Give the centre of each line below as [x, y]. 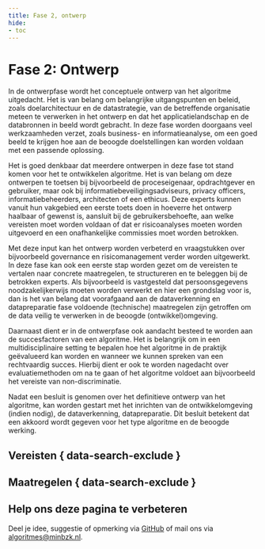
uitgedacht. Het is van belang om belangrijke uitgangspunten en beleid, [125, 100]
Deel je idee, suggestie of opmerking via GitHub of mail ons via [111, 528]
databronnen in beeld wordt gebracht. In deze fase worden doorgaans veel [131, 125]
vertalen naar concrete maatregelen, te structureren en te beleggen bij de [128, 273]
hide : [17, 23]
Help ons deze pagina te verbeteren [98, 509]
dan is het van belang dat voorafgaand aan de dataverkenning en [114, 299]
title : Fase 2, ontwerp [47, 15]
